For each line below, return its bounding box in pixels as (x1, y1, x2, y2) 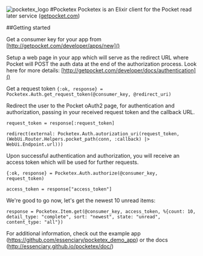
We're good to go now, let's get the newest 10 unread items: (6, 197, 156, 204)
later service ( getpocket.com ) (6, 12, 80, 19)
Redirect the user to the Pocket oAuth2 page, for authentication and (6, 102, 175, 109)
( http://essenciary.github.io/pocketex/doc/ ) (6, 243, 114, 250)
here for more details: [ (6, 67, 63, 74)
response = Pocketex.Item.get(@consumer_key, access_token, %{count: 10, (6, 209, 196, 215)
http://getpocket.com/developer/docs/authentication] (63, 67, 196, 74)
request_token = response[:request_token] (6, 120, 115, 126)
